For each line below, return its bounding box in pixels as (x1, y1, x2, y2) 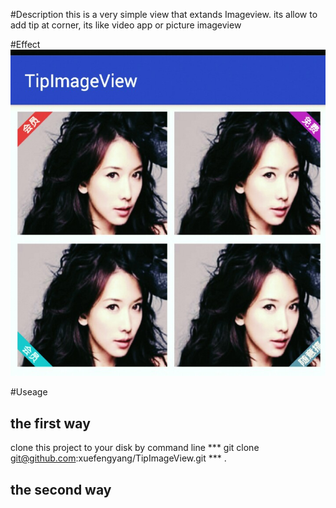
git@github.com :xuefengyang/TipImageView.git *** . (10, 452, 227, 464)
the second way (10, 481, 112, 498)
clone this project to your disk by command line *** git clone (10, 442, 260, 454)
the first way (10, 415, 91, 432)
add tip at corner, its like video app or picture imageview (10, 19, 242, 31)
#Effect (10, 39, 41, 50)
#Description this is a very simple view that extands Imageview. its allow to (10, 9, 318, 20)
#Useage (10, 386, 48, 398)
